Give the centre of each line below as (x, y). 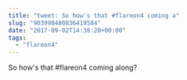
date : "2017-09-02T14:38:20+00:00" (67, 30)
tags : (17, 38)
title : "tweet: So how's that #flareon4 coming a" (94, 15)
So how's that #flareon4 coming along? (73, 67)
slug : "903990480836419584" (55, 23)
